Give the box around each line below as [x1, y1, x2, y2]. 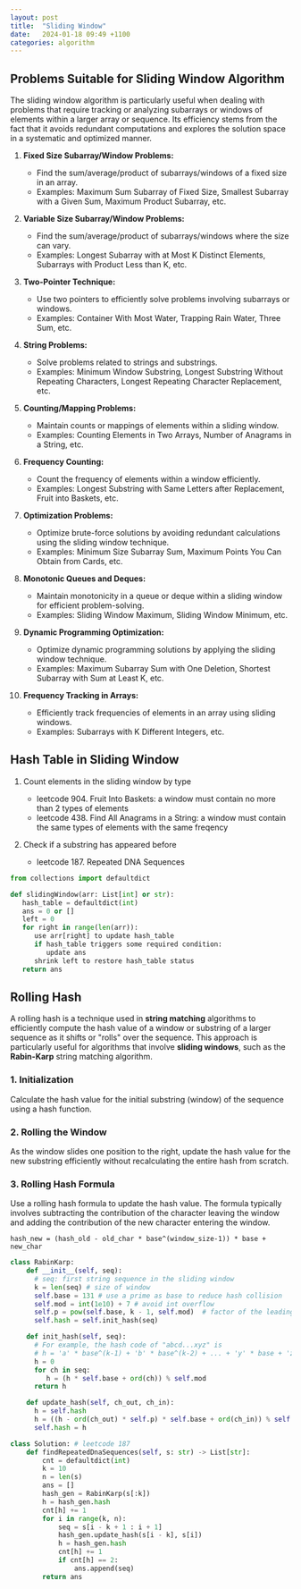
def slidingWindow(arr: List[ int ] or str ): [10, 890, 175, 899]
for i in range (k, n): [42, 1514, 127, 1523]
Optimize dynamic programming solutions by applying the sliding [36, 645, 276, 655]
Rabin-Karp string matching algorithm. [10, 1052, 153, 1062]
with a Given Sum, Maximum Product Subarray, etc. [36, 196, 227, 207]
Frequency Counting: [22, 457, 105, 468]
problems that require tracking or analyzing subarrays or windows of [10, 105, 263, 115]
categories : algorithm [10, 38, 95, 47]
